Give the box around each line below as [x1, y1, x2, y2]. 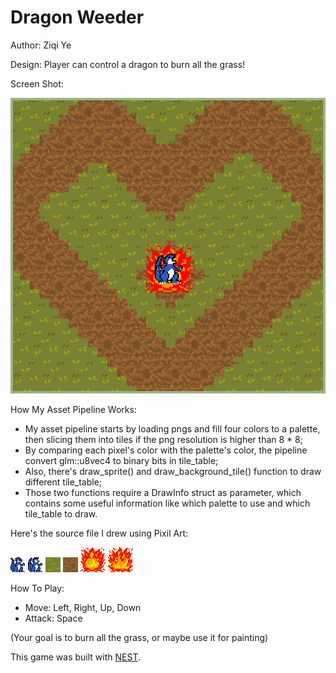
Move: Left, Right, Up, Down [24, 601, 142, 613]
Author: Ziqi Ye [10, 39, 72, 51]
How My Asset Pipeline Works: [10, 403, 137, 415]
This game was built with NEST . [10, 651, 141, 663]
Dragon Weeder [10, 6, 145, 29]
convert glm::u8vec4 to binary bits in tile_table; [24, 454, 219, 466]
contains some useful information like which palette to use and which [24, 497, 311, 509]
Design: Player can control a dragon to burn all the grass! [10, 58, 246, 70]
